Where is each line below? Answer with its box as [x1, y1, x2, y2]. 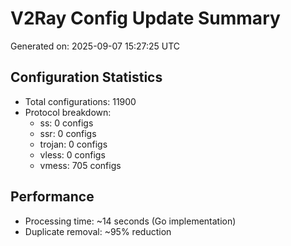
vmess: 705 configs [39, 159, 122, 171]
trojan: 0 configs [39, 138, 108, 150]
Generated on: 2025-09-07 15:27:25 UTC [10, 40, 181, 52]
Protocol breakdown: [24, 106, 112, 118]
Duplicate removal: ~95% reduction [24, 225, 172, 237]
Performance [10, 188, 95, 206]
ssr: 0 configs [39, 127, 97, 139]
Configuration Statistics [10, 69, 163, 86]
